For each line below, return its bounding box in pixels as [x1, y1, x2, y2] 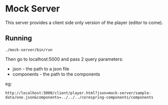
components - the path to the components [12, 71, 100, 77]
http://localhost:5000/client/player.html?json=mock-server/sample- [5, 90, 151, 95]
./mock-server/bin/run [5, 47, 53, 52]
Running [5, 34, 33, 42]
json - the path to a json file [12, 65, 69, 71]
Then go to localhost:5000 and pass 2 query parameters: [5, 56, 124, 62]
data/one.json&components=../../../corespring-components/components [5, 94, 154, 100]
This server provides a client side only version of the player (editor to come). [5, 19, 163, 25]
